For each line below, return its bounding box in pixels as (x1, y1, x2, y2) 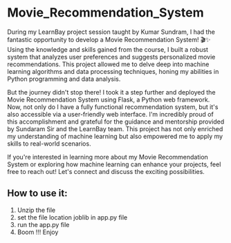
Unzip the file (17, 206, 56, 214)
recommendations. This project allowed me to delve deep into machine (7, 60, 210, 68)
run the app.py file (17, 220, 70, 229)
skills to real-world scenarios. (7, 139, 91, 148)
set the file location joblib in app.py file (17, 213, 128, 222)
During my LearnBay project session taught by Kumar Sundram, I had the (7, 28, 216, 36)
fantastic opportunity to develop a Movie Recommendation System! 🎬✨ (7, 35, 211, 43)
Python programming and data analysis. (7, 75, 121, 83)
